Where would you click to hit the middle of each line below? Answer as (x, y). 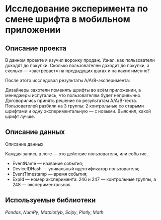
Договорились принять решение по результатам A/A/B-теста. (71, 101)
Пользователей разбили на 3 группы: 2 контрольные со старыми (75, 106)
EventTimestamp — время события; (50, 174)
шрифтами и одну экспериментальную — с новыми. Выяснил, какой (78, 111)
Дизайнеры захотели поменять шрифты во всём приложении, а (73, 90)
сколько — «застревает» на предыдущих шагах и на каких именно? (78, 71)
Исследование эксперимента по (77, 9)
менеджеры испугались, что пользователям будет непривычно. (73, 95)
